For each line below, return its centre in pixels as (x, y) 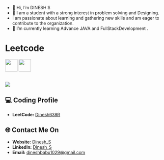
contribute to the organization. (43, 23)
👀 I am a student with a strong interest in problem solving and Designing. (86, 13)
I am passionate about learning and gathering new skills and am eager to (86, 18)
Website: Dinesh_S (32, 142)
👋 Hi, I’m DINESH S (31, 8)
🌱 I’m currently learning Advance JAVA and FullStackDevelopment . (80, 28)
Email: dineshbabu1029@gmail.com (49, 152)
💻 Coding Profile (32, 100)
